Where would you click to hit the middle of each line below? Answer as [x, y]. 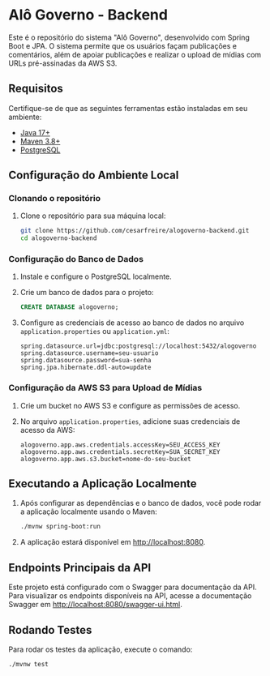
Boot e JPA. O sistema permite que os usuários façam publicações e [123, 45]
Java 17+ [35, 132]
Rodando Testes [50, 630]
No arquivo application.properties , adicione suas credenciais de [130, 421]
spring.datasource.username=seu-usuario [89, 353]
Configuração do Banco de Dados [76, 259]
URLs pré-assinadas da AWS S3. [63, 63]
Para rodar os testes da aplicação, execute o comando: [101, 649]
